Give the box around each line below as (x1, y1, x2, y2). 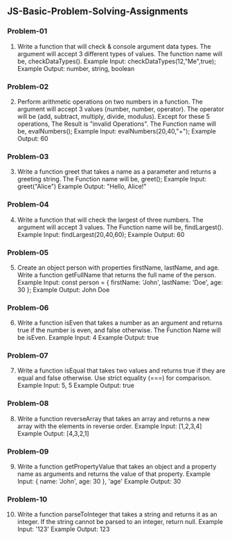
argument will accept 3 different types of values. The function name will (17, 49, 223, 58)
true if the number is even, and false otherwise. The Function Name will (17, 326, 222, 334)
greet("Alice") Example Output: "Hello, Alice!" (17, 182, 147, 190)
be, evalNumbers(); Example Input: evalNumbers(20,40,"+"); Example (17, 126, 216, 135)
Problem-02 (7, 81, 49, 91)
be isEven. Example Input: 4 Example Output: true (17, 334, 159, 342)
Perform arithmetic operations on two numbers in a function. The (17, 97, 203, 106)
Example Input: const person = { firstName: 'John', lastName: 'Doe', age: (17, 278, 223, 286)
